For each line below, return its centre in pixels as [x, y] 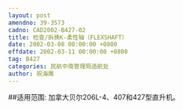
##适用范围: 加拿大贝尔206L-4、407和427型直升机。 [94, 97]
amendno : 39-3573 [37, 23]
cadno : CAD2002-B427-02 [47, 30]
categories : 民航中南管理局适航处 [59, 67]
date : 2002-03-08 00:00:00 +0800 [63, 45]
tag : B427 [24, 60]
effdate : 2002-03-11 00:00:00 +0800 [68, 52]
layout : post [29, 15]
